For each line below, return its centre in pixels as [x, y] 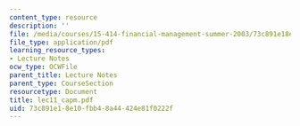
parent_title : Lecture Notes [63, 75]
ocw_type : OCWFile [43, 67]
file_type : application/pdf [62, 42]
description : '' [39, 26]
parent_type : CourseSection [62, 83]
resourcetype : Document [54, 91]
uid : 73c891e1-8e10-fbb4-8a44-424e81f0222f [92, 108]
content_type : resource [54, 17]
